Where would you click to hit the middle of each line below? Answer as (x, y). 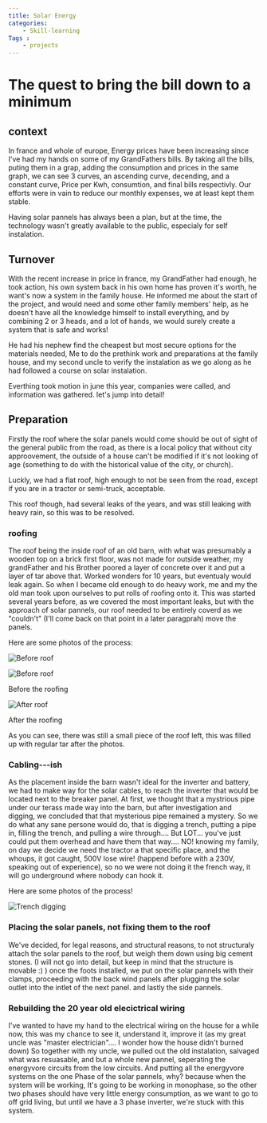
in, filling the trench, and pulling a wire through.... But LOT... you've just (125, 833)
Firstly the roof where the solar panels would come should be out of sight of (133, 439)
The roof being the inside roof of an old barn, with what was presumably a (130, 551)
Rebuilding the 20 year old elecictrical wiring (97, 1008)
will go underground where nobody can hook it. (86, 876)
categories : (28, 23)
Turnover (32, 260)
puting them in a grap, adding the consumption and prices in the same (124, 168)
